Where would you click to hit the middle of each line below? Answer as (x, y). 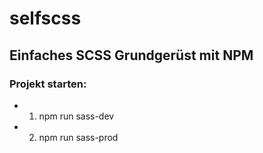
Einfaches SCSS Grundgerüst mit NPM (131, 55)
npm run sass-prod (78, 137)
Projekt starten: (48, 84)
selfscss (45, 18)
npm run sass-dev (76, 116)
